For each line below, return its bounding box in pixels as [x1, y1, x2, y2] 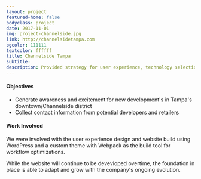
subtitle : [6, 58, 31, 64]
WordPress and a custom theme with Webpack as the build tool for [6, 141, 171, 149]
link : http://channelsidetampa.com [6, 36, 95, 42]
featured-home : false [6, 14, 60, 20]
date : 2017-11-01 [6, 25, 50, 32]
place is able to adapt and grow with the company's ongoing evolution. [6, 166, 181, 173]
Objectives [6, 82, 34, 89]
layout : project [6, 8, 47, 15]
